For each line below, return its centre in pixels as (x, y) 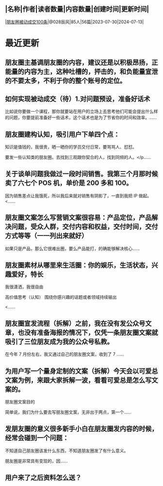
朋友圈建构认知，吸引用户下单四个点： (62, 134)
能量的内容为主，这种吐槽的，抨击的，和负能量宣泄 (81, 72)
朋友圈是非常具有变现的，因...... (36, 461)
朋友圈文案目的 (20, 402)
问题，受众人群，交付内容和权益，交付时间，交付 (85, 227)
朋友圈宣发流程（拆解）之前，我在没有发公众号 (75, 323)
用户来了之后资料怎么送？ (43, 478)
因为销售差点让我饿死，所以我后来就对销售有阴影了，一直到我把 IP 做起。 (78, 196)
